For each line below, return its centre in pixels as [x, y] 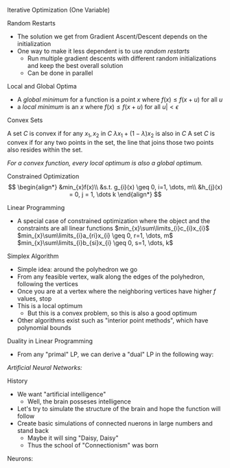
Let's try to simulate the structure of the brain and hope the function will [119, 408]
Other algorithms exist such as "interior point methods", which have [113, 320]
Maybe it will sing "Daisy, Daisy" [73, 438]
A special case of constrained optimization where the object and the [114, 221]
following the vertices [48, 283]
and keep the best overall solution [75, 66]
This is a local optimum [50, 305]
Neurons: [20, 458]
